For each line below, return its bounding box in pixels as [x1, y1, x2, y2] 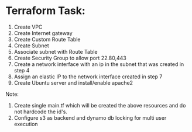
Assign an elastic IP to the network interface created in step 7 [13, 73, 163, 80]
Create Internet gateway [13, 29, 73, 36]
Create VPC [13, 23, 43, 30]
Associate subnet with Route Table [13, 48, 98, 55]
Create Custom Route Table [13, 36, 81, 43]
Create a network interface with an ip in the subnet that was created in [13, 60, 184, 68]
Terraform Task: [5, 4, 85, 18]
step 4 [13, 67, 30, 74]
